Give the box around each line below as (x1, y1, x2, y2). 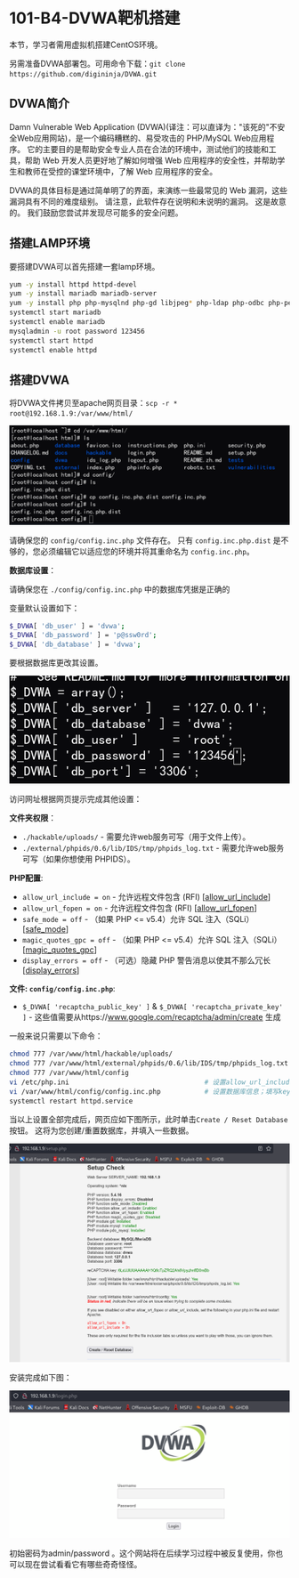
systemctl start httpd (9, 336, 93, 345)
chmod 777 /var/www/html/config (9, 1069, 129, 1078)
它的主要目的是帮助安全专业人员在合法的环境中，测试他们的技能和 (26, 143, 269, 154)
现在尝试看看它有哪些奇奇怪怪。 (24, 1558, 142, 1569)
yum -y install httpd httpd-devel (9, 279, 138, 289)
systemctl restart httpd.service (9, 1097, 133, 1105)
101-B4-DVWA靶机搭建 (9, 8, 181, 28)
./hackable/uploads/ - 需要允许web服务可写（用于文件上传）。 (21, 831, 251, 842)
